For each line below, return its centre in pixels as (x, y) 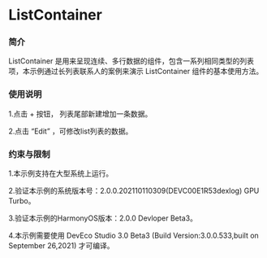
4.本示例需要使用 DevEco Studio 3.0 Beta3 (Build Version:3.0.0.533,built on (134, 236)
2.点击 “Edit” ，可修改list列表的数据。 (71, 131)
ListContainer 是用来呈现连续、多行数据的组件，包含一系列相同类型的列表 (131, 61)
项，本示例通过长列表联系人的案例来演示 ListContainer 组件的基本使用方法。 (136, 72)
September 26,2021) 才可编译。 (61, 246)
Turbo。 (22, 201)
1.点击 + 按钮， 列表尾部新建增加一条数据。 (80, 114)
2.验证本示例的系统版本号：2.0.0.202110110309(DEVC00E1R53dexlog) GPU (134, 191)
